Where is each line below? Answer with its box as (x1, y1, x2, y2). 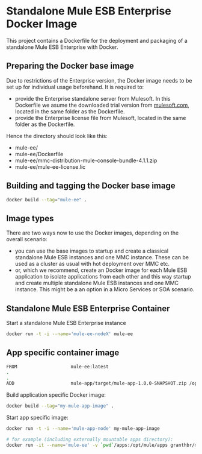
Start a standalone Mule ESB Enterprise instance (6, 320, 126, 327)
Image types (6, 213, 54, 224)
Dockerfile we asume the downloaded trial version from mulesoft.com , (14, 101, 189, 109)
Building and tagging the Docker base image (6, 181, 176, 191)
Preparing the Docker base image (6, 61, 134, 71)
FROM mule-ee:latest (6, 364, 109, 370)
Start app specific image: (6, 414, 69, 421)
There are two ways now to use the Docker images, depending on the (6, 229, 179, 236)
